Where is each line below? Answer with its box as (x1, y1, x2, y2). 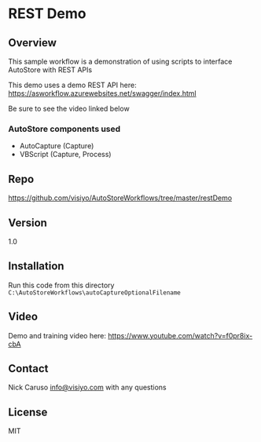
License (8, 405, 48, 418)
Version (8, 216, 47, 229)
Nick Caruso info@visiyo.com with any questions (8, 382, 167, 393)
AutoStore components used (8, 123, 121, 134)
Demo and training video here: (8, 331, 107, 340)
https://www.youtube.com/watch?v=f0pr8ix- (108, 331, 253, 340)
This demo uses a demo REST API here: (8, 80, 137, 89)
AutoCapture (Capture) (19, 141, 94, 151)
